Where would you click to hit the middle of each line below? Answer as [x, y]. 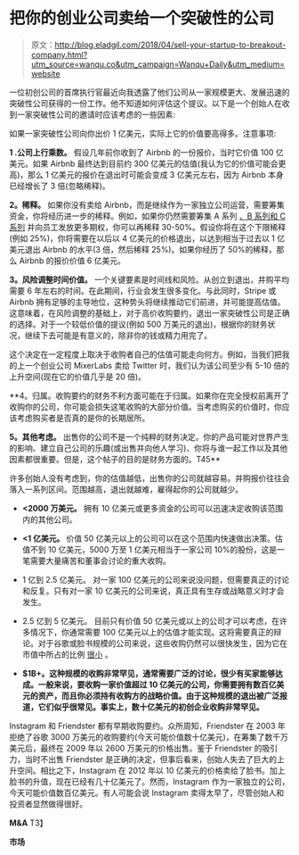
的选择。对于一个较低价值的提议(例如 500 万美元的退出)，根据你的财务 [139, 324]
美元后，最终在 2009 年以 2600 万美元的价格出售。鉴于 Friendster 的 [136, 748]
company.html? [59, 54]
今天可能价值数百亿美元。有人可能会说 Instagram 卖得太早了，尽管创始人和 [147, 793]
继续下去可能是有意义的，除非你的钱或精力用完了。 [118, 335]
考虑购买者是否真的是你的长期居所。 [83, 418]
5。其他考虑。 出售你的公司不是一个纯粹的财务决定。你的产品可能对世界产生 [149, 436]
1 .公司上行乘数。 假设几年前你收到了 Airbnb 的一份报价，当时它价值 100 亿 [147, 152]
